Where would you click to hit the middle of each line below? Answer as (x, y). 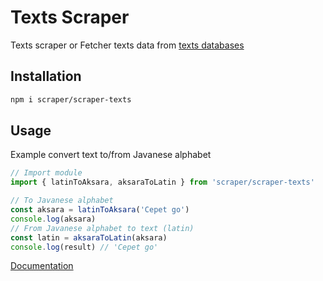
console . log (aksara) (53, 219)
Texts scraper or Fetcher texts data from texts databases (127, 45)
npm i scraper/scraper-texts (71, 99)
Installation (46, 76)
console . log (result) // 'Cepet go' (84, 247)
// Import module (46, 173)
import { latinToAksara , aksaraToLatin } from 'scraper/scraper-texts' (162, 182)
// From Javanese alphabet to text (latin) (102, 228)
